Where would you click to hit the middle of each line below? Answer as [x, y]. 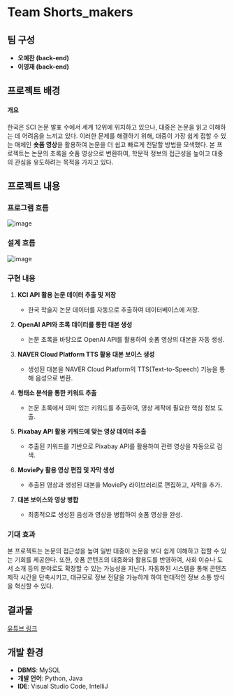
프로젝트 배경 [34, 91]
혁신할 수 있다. [34, 586]
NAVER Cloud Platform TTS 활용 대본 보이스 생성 [86, 354]
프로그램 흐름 [28, 207]
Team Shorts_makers [70, 12]
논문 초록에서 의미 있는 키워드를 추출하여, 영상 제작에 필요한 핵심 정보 [122, 408]
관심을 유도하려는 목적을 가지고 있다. [64, 162]
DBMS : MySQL [39, 670]
